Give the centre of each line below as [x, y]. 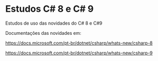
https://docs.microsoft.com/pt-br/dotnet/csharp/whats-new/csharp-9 [79, 53]
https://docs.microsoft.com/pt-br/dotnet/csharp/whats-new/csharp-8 [79, 43]
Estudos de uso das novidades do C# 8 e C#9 [54, 23]
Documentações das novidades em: [43, 33]
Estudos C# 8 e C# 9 [50, 9]
